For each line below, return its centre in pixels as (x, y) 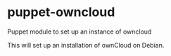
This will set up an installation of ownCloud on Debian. (86, 45)
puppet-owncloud (61, 12)
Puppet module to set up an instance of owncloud (80, 31)
